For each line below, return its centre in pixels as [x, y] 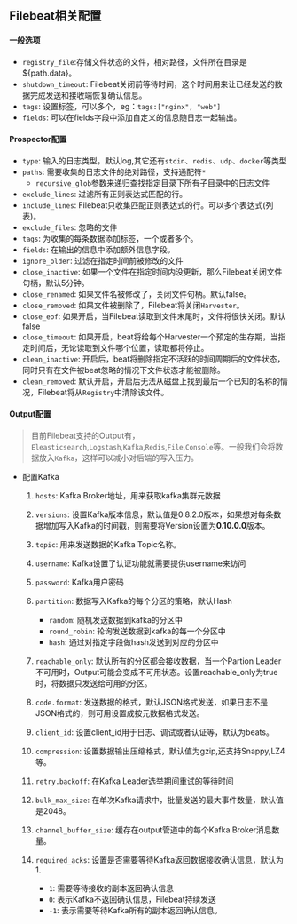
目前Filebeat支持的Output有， [85, 435]
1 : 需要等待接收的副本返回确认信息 [111, 888]
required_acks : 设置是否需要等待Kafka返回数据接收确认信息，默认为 [159, 860]
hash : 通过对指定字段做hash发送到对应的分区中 [133, 642]
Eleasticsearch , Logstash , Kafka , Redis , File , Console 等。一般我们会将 [153, 446]
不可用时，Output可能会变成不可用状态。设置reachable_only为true [156, 672]
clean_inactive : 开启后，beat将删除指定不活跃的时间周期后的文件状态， [153, 359]
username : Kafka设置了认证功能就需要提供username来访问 [141, 563]
